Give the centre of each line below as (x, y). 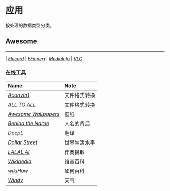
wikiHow (18, 171)
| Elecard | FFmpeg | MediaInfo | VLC (44, 58)
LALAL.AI (19, 152)
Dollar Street (23, 142)
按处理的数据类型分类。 (30, 25)
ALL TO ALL (22, 105)
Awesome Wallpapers (34, 114)
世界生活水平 (80, 143)
